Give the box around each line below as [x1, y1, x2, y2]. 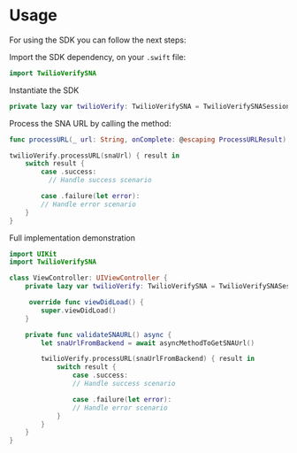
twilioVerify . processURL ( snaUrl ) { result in [9, 151, 179, 160]
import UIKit [9, 250, 57, 258]
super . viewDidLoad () [41, 306, 117, 315]
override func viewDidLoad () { [28, 298, 144, 307]
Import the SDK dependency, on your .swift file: [9, 51, 187, 62]
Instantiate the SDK [9, 85, 80, 96]
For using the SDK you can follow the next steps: [9, 35, 187, 45]
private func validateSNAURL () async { [25, 330, 172, 339]
